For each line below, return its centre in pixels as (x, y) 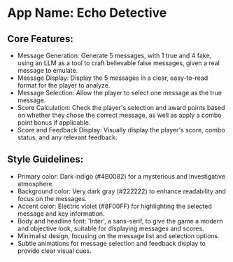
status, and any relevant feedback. (67, 137)
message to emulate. (48, 70)
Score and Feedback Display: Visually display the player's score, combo (121, 130)
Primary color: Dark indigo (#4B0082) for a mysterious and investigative (121, 176)
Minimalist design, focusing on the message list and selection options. (119, 235)
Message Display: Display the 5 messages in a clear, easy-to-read (113, 78)
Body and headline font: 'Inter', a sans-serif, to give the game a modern (120, 221)
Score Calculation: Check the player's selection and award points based (121, 108)
